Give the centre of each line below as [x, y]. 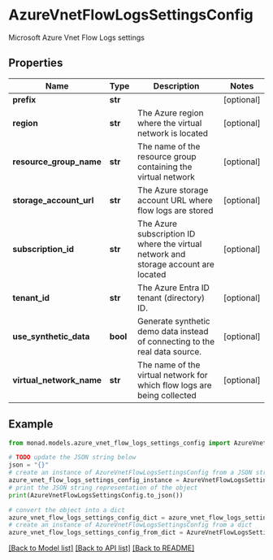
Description [176, 85]
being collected [167, 395]
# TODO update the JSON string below [72, 458]
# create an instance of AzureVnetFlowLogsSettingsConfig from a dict [130, 525]
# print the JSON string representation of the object [103, 488]
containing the [165, 167]
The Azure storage [173, 190]
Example [31, 424]
